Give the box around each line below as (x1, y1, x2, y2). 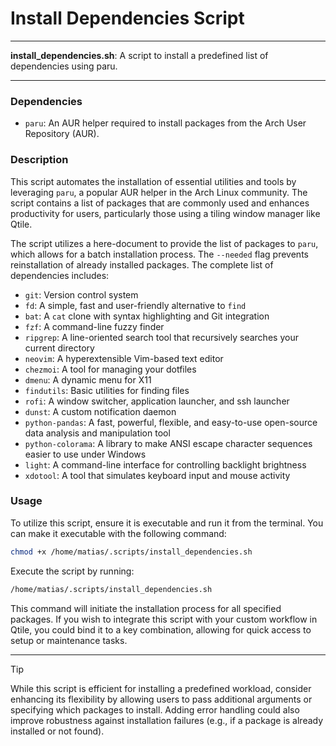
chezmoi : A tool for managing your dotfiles (24, 363, 197, 375)
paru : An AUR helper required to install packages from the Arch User (24, 117, 307, 129)
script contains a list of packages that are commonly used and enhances (10, 197, 310, 209)
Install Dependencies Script (10, 7, 245, 30)
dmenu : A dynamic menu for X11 (24, 373, 152, 386)
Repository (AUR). (24, 128, 100, 140)
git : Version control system (24, 288, 139, 301)
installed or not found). (10, 725, 105, 737)
